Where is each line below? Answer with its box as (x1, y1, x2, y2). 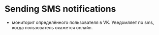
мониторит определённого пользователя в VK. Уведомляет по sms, (11, 19, 155, 25)
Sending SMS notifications (4, 3, 116, 15)
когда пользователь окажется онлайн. (11, 24, 93, 30)
